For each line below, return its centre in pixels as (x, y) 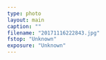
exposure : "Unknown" (37, 46)
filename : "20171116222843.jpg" (53, 33)
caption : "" (24, 26)
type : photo (24, 13)
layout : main (26, 20)
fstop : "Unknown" (32, 39)
